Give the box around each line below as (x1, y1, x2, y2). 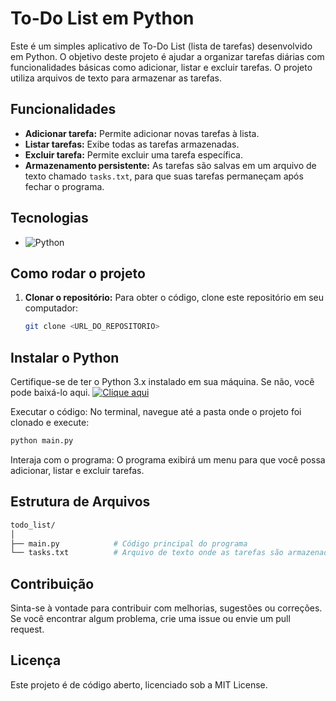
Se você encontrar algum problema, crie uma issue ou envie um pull (10, 613, 291, 625)
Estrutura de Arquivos (10, 493, 151, 511)
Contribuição (10, 575, 95, 592)
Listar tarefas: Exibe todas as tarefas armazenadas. (24, 138, 240, 150)
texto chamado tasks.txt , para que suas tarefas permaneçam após (24, 170, 304, 182)
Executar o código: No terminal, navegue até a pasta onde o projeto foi (10, 406, 302, 418)
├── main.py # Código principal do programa (10, 538, 248, 549)
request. (10, 623, 45, 636)
